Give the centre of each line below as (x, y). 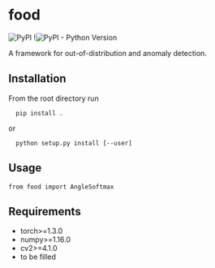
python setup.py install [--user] (74, 143)
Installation (37, 79)
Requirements (45, 212)
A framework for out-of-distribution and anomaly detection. (107, 53)
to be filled (38, 257)
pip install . (39, 113)
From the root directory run (54, 98)
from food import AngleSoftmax (61, 187)
